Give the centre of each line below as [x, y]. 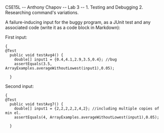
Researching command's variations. [42, 12]
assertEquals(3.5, [33, 64]
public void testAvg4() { [37, 55]
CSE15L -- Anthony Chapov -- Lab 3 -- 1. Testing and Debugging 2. [74, 7]
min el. [13, 113]
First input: [16, 37]
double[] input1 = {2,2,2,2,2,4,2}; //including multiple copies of [87, 108]
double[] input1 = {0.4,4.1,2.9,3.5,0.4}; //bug [66, 59]
